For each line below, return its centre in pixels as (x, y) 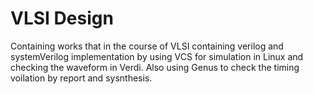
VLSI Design (62, 18)
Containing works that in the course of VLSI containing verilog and (147, 46)
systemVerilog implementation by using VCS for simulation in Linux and (157, 56)
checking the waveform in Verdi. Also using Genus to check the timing (155, 67)
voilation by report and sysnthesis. (81, 78)
